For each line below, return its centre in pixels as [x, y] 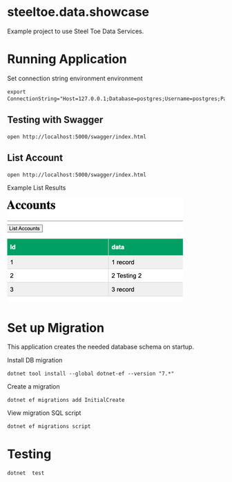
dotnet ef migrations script [49, 427]
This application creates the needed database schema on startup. [101, 347]
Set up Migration [56, 327]
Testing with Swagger [55, 120]
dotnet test [26, 473]
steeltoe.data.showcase [78, 12]
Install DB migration [35, 360]
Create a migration [33, 387]
